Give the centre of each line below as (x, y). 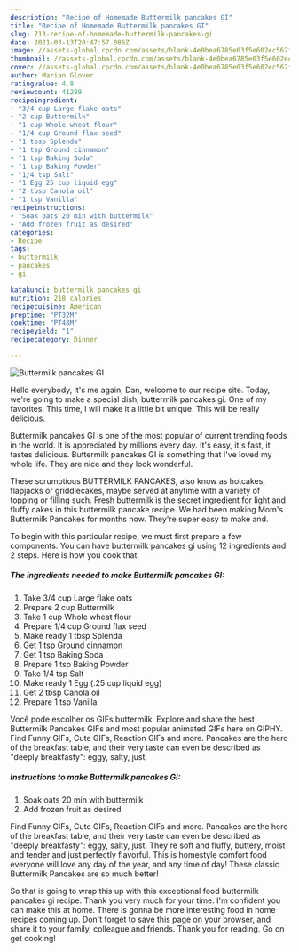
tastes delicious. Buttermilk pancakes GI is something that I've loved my (141, 454)
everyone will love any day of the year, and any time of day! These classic (145, 864)
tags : (20, 249)
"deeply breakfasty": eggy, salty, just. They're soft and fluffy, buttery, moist (148, 845)
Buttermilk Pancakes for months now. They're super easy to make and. (139, 519)
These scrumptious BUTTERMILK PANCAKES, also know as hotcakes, (138, 480)
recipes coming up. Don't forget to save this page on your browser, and (141, 919)
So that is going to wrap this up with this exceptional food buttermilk (134, 891)
